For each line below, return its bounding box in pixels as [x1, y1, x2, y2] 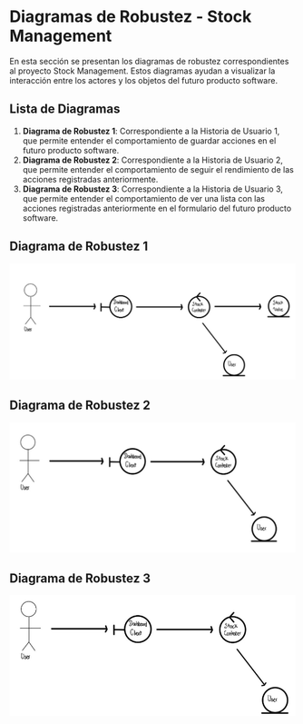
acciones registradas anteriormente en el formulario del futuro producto [22, 203, 292, 213]
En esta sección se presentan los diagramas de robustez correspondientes [9, 55, 289, 66]
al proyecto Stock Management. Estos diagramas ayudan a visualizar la [9, 65, 276, 76]
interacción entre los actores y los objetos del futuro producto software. [9, 74, 279, 85]
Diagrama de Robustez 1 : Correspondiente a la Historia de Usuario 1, [22, 125, 280, 136]
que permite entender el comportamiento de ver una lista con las [22, 193, 266, 203]
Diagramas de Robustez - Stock [9, 6, 252, 27]
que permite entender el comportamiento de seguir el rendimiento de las [22, 164, 295, 174]
